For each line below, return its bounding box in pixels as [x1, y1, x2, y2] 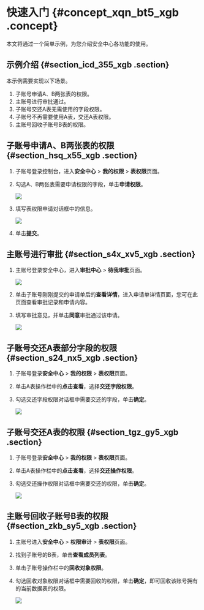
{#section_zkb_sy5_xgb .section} [6, 521, 137, 532]
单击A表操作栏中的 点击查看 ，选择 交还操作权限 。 [15, 467, 138, 474]
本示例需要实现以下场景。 [6, 77, 71, 85]
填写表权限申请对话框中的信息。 [15, 205, 96, 212]
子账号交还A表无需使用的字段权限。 [15, 105, 105, 113]
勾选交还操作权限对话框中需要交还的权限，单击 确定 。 [15, 480, 150, 487]
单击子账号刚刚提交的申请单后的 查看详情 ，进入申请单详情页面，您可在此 [15, 291, 198, 298]
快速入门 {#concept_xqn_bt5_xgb [6, 6, 179, 20]
